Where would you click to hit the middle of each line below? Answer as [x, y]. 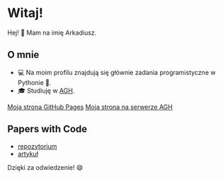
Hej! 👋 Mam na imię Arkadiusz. [52, 33]
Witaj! [25, 13]
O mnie [23, 55]
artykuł [28, 154]
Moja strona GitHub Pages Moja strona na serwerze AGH [90, 107]
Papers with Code [47, 129]
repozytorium [37, 146]
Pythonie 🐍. [34, 82]
